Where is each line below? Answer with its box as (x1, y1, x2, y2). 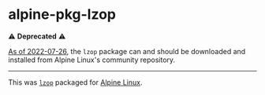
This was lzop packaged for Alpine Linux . (8, 77, 143, 87)
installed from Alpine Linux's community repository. (8, 55, 176, 64)
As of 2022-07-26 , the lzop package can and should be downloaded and (8, 46, 246, 56)
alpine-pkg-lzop (8, 5, 117, 24)
